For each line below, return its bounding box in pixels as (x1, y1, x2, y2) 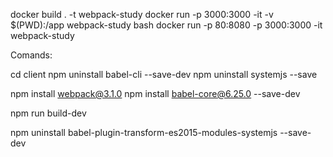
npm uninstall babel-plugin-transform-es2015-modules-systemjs (10, 127, 278, 138)
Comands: (10, 49, 53, 61)
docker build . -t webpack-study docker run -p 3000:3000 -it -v (10, 9, 274, 20)
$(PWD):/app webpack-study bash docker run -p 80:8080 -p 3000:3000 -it (10, 19, 323, 31)
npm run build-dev (10, 107, 87, 119)
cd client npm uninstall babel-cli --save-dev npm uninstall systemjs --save (10, 69, 318, 80)
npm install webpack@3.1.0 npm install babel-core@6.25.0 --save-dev (10, 88, 301, 99)
